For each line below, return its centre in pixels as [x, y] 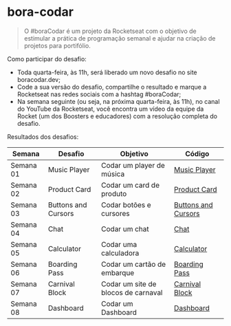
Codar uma [119, 244]
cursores [115, 213]
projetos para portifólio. [57, 45]
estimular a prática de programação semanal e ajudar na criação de [120, 38]
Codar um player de [133, 165]
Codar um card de [130, 185]
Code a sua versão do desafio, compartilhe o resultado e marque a [112, 87]
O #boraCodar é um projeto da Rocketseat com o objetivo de [110, 31]
